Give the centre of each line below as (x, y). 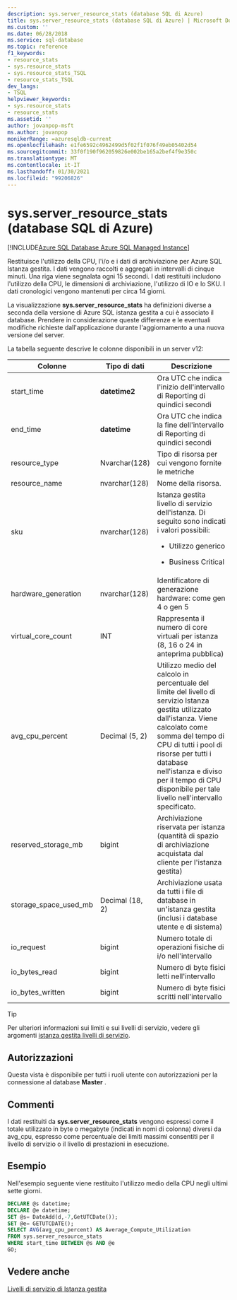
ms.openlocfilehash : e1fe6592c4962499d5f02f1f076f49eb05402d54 (102, 146)
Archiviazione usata (190, 883)
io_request (28, 947)
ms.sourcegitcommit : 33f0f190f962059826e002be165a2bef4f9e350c (102, 152)
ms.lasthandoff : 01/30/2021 (49, 171)
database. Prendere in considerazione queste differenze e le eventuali (109, 320)
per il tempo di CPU (189, 780)
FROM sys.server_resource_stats (55, 1237)
